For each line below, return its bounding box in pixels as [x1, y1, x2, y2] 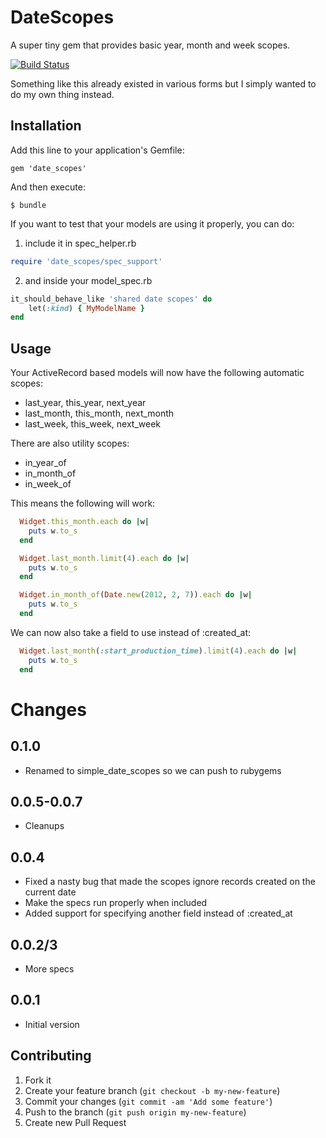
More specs [24, 963, 75, 975]
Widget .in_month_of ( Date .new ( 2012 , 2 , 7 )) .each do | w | [19, 590, 253, 600]
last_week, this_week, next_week [24, 418, 162, 430]
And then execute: [10, 181, 86, 193]
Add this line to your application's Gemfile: [10, 144, 185, 156]
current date [24, 886, 77, 898]
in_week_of [24, 478, 72, 490]
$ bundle [10, 200, 47, 210]
